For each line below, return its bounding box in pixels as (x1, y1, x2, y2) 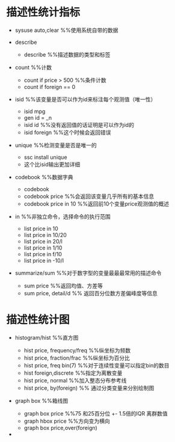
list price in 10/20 (23, 231, 67, 238)
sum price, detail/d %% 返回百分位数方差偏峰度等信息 (23, 289, 158, 296)
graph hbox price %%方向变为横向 (23, 417, 110, 425)
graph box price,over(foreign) (23, 424, 97, 431)
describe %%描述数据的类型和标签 (23, 51, 111, 58)
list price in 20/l (23, 238, 63, 245)
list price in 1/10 (23, 244, 63, 251)
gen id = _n (23, 114, 52, 121)
